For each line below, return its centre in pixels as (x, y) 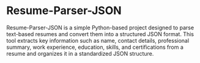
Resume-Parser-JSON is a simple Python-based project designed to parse (100, 28)
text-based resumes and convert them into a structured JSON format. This (100, 34)
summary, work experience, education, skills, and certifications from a (95, 47)
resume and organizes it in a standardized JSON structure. (80, 53)
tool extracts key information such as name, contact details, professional (98, 40)
